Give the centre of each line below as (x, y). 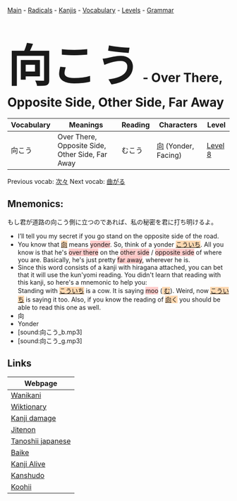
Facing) (169, 155)
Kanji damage (34, 418)
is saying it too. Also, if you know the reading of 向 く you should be (123, 299)
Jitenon (23, 429)
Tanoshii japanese (41, 441)
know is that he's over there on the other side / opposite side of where (120, 252)
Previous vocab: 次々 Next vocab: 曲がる (66, 181)
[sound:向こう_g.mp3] (50, 340)
